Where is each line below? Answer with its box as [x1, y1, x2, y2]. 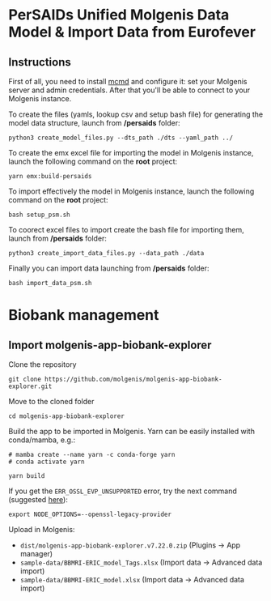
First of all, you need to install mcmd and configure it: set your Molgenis [8, 77, 248, 86]
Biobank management [8, 306, 159, 325]
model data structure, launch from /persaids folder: [8, 118, 180, 127]
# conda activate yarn [8, 458, 85, 466]
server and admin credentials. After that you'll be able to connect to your [8, 85, 251, 95]
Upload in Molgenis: [8, 525, 75, 534]
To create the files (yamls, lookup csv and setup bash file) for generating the [8, 109, 264, 119]
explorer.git [8, 382, 53, 390]
